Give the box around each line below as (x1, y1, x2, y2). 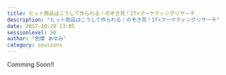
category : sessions (7, 42, 63, 48)
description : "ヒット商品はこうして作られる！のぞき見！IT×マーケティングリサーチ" (7, 16, 221, 23)
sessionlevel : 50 (7, 29, 57, 36)
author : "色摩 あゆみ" (7, 35, 67, 42)
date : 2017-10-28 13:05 (7, 22, 75, 29)
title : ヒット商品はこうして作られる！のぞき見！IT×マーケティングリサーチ (7, 10, 195, 17)
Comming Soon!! (7, 61, 55, 68)
